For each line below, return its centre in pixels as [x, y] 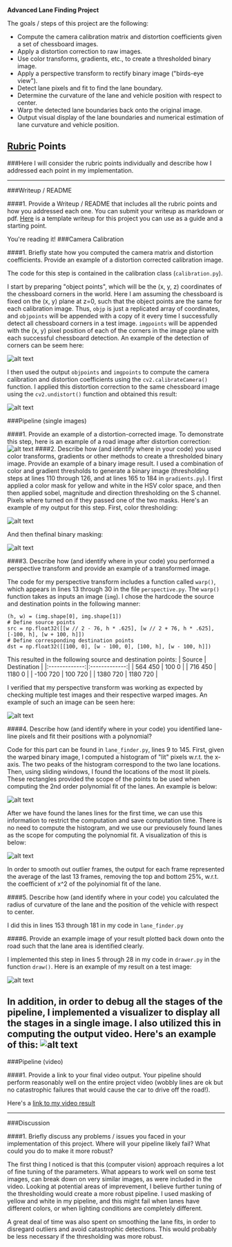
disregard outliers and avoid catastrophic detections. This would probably [112, 1229]
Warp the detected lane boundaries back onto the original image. [109, 110]
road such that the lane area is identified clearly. [76, 946]
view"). [27, 81]
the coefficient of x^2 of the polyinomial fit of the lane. [84, 884]
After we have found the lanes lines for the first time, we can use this [105, 813]
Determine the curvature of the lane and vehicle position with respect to [119, 95]
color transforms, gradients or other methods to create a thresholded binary [115, 456]
